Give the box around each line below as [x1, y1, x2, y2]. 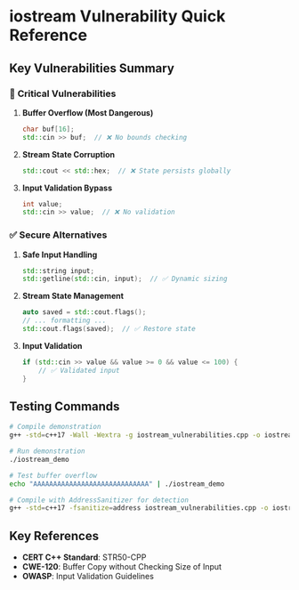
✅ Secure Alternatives [9, 229, 108, 241]
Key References [9, 528, 100, 544]
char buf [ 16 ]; [21, 125, 75, 133]
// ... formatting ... [21, 316, 107, 326]
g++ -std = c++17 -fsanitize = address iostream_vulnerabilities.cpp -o [9, 504, 269, 513]
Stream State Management [21, 291, 125, 302]
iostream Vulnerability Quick [9, 6, 226, 27]
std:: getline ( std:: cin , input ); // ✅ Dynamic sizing [21, 274, 228, 284]
